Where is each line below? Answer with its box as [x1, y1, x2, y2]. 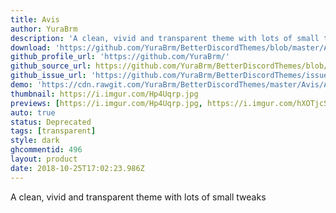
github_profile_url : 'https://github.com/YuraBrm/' [10, 52, 230, 62]
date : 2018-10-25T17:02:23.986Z [10, 163, 145, 173]
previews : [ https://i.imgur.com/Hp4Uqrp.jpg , [10, 98, 203, 108]
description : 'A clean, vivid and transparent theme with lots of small [10, 33, 320, 43]
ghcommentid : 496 [10, 145, 83, 155]
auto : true [10, 107, 56, 118]
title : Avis [10, 14, 60, 25]
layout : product [10, 154, 78, 164]
